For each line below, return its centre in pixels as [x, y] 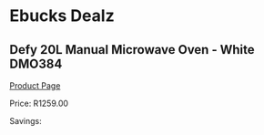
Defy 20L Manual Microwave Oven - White [132, 50]
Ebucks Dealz [62, 16]
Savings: [26, 121]
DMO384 [36, 63]
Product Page [35, 86]
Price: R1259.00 [39, 103]
